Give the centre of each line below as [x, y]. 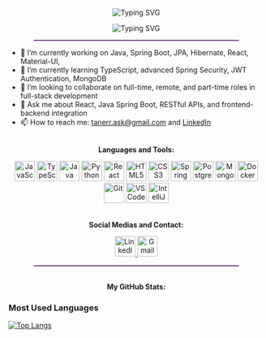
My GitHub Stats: [136, 287]
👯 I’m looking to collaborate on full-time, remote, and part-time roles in [137, 87]
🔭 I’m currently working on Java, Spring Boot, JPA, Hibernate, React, [134, 52]
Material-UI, [40, 61]
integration [69, 113]
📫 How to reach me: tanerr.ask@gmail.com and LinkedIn [116, 122]
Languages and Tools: [136, 149]
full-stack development [59, 96]
